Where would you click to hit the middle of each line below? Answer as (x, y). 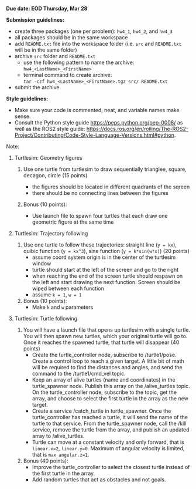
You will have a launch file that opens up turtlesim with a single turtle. (107, 330)
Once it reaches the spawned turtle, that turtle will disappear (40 (101, 342)
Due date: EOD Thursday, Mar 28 (47, 9)
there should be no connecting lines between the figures (100, 193)
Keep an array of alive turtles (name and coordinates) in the (104, 380)
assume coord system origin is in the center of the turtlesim (104, 257)
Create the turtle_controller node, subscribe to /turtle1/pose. (104, 355)
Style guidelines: (27, 99)
